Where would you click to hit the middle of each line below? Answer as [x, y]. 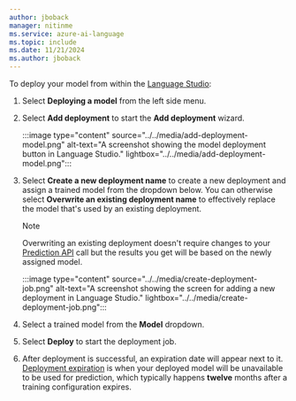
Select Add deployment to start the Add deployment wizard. [133, 118]
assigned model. [52, 262]
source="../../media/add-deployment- [180, 135]
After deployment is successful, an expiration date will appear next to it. [152, 359]
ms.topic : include [43, 42]
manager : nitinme [41, 26]
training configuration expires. [77, 387]
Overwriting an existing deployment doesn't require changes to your [146, 243]
